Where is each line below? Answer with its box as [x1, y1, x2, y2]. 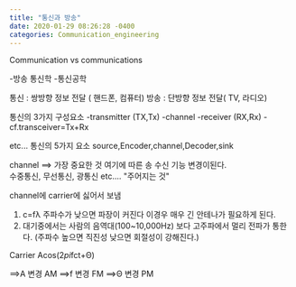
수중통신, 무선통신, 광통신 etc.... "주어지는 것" [9, 171, 170, 181]
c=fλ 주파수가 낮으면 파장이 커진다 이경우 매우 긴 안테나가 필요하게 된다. [22, 209, 277, 220]
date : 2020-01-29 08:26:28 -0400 [9, 22, 135, 31]
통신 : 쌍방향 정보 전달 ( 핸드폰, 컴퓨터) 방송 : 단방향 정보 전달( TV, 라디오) [9, 92, 268, 104]
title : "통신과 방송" [9, 13, 81, 23]
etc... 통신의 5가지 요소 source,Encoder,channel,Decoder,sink [9, 141, 235, 152]
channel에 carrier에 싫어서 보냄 [9, 190, 122, 201]
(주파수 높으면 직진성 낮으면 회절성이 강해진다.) [34, 232, 200, 243]
